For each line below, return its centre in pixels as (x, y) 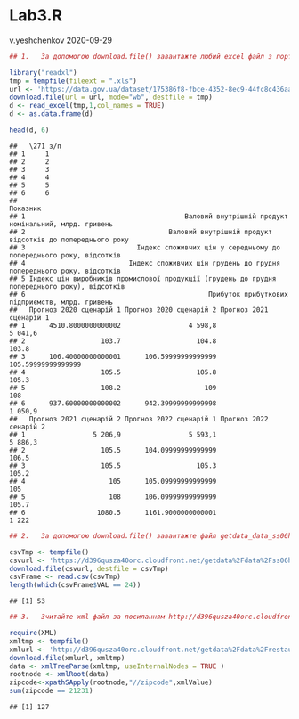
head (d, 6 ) (29, 130)
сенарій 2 (28, 427)
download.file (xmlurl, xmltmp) (67, 658)
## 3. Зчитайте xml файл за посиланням (87, 617)
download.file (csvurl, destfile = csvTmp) (89, 568)
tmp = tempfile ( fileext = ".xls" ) (73, 81)
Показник (25, 208)
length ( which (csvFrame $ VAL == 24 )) (75, 585)
